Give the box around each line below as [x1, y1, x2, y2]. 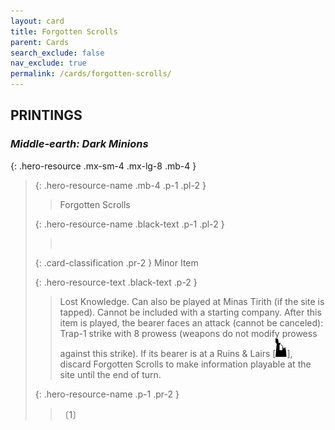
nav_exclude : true [10, 58, 87, 69]
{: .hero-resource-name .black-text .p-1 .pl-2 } [34, 218, 225, 230]
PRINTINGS [10, 107, 83, 124]
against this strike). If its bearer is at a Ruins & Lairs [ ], [59, 347, 293, 359]
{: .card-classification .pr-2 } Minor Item [34, 256, 199, 269]
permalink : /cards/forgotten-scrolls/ [10, 69, 172, 79]
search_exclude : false [10, 48, 105, 58]
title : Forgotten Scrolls [10, 26, 118, 37]
